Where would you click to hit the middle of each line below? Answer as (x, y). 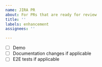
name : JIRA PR (20, 10)
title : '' (16, 19)
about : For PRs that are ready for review (51, 15)
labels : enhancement (27, 24)
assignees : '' (20, 29)
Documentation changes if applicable (52, 53)
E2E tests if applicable (36, 59)
